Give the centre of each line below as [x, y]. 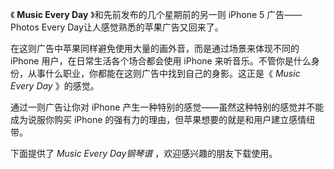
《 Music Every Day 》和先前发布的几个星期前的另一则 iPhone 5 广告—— [156, 14]
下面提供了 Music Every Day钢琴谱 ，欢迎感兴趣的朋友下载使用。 [144, 153]
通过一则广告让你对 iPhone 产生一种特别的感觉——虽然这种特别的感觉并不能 [167, 107]
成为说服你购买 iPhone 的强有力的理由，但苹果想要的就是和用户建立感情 [158, 119]
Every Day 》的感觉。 [55, 86]
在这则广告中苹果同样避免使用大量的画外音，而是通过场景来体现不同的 [155, 48]
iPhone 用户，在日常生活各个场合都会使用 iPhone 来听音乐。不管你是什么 [161, 61]
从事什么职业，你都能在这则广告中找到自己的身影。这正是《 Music [164, 73]
